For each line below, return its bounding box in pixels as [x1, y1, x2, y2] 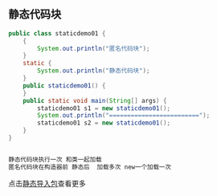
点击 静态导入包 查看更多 [8, 178, 86, 188]
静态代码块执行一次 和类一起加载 [8, 155, 102, 163]
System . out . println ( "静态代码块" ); [37, 67, 150, 75]
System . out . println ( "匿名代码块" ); [37, 44, 150, 52]
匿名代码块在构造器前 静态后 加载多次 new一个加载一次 [8, 163, 171, 171]
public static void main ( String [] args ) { [23, 96, 167, 104]
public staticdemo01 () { [23, 81, 106, 90]
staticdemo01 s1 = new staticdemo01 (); [37, 104, 171, 112]
